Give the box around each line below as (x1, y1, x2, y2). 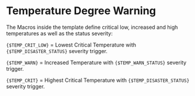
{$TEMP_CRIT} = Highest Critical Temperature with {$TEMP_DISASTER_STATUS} (6, 77, 190, 84)
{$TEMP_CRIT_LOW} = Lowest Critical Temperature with (6, 41, 137, 48)
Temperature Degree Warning (6, 4, 156, 18)
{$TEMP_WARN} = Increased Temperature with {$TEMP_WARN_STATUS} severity (6, 59, 187, 66)
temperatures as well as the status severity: (6, 29, 113, 37)
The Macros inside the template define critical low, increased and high (6, 24, 178, 31)
